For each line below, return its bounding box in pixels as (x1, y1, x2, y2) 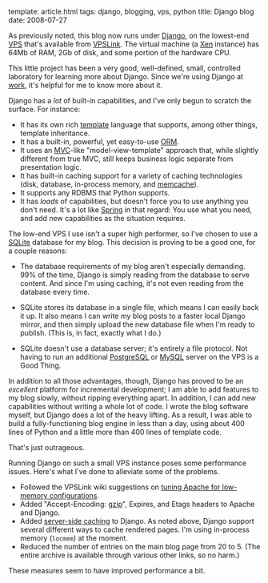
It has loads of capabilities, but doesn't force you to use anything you (19, 196, 249, 206)
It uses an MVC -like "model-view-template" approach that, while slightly (19, 146, 259, 155)
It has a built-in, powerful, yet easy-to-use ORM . (19, 137, 180, 147)
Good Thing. (19, 360, 62, 370)
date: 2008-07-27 (8, 15, 68, 25)
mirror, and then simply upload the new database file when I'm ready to (19, 320, 255, 329)
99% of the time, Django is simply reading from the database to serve (19, 270, 250, 279)
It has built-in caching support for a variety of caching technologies (19, 171, 242, 180)
